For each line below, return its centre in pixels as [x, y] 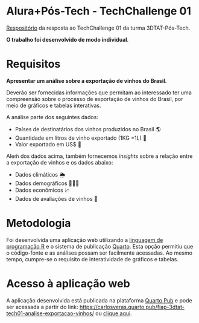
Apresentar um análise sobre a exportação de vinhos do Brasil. [87, 80]
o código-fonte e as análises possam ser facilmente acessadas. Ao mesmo [99, 253]
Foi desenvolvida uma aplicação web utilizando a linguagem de [85, 240]
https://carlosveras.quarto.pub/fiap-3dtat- [132, 307]
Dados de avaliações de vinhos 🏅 [56, 198]
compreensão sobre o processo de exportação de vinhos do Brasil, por [95, 99]
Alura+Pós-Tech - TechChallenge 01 [99, 11]
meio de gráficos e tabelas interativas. [54, 105]
